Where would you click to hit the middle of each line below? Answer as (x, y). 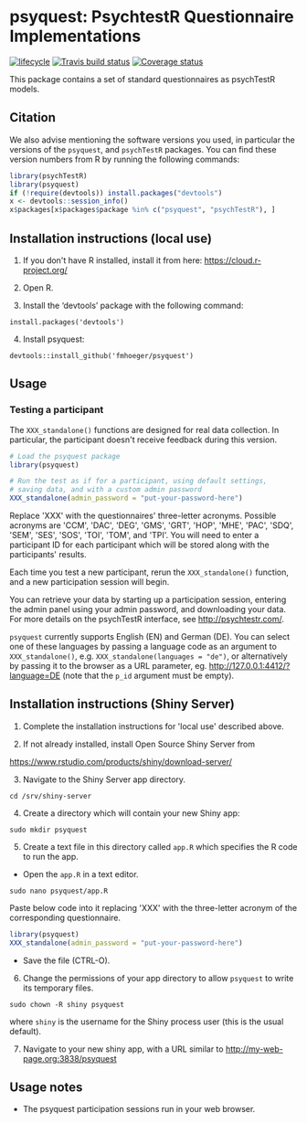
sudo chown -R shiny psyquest (67, 1004)
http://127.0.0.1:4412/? (249, 666)
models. (25, 89)
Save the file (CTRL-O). (66, 960)
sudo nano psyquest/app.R (58, 891)
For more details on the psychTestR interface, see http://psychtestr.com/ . (147, 619)
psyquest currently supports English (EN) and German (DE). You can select (150, 636)
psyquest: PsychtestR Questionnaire (152, 17)
